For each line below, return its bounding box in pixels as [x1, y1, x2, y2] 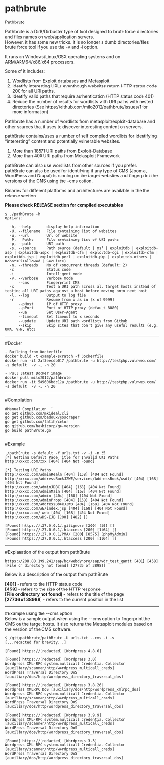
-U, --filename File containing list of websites [9, 228, 117, 234]
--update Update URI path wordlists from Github [18, 318, 128, 323]
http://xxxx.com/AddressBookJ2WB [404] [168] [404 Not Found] [5, 502, 134, 506]
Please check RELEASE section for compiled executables [5, 202, 123, 208]
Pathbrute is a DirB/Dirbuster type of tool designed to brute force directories [5, 28, 159, 34]
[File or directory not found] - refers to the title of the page [5, 591, 124, 597]
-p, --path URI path [9, 241, 64, 246]
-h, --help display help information [9, 224, 99, 229]
